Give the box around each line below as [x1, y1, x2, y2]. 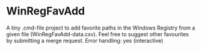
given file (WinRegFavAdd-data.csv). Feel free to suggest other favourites [6, 30, 190, 37]
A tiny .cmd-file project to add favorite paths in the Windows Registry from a [6, 24, 196, 31]
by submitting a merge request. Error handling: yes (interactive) [6, 37, 164, 44]
